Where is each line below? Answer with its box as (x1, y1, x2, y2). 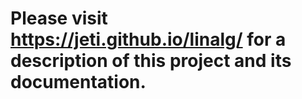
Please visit (10, 7, 108, 30)
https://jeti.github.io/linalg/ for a (10, 28, 287, 51)
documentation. (10, 71, 147, 94)
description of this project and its (10, 50, 292, 72)
